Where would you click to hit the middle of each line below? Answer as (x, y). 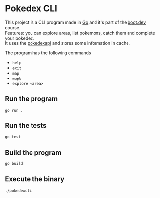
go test (13, 137)
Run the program (32, 99)
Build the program (33, 152)
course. (13, 27)
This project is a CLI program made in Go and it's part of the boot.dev (76, 22)
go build (14, 164)
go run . (14, 110)
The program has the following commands (48, 53)
